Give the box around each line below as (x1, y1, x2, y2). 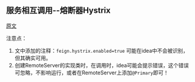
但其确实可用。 (14, 54, 51, 61)
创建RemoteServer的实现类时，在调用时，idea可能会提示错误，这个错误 (14, 61, 189, 69)
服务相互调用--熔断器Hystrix (6, 5, 111, 16)
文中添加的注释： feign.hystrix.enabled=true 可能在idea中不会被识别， (14, 47, 189, 54)
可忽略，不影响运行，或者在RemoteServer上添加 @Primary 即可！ (14, 69, 169, 76)
